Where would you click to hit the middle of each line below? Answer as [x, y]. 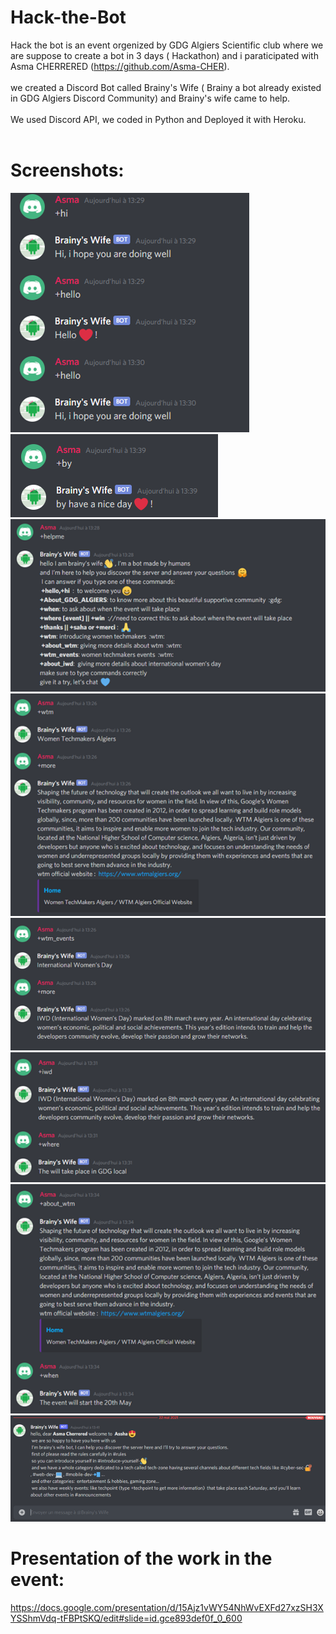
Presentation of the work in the [141, 1558]
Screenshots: [67, 170]
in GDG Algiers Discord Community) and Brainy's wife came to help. [150, 98]
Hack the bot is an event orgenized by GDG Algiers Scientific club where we [167, 45]
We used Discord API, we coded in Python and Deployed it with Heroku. [158, 119]
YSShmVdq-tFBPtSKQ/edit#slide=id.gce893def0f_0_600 [126, 1618]
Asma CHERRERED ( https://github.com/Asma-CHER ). [120, 66]
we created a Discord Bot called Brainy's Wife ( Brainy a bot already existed [166, 87]
